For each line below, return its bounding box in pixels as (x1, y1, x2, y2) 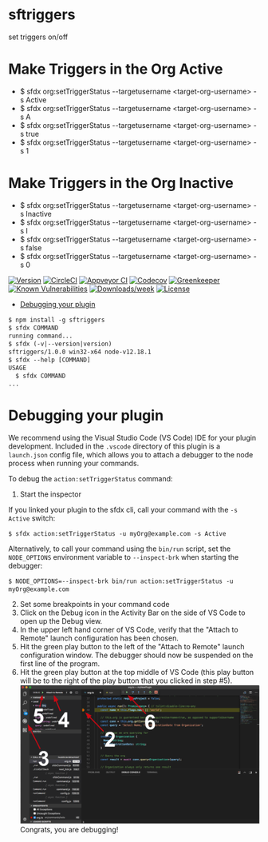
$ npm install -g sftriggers (8, 316, 105, 324)
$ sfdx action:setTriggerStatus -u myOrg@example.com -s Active (8, 529, 227, 537)
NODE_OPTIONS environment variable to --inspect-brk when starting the (8, 552, 239, 561)
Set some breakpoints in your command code (19, 599, 170, 609)
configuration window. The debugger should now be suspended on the (19, 650, 254, 660)
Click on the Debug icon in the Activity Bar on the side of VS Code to (19, 608, 246, 617)
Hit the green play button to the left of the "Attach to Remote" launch (19, 641, 245, 651)
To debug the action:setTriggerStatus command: (8, 473, 173, 483)
